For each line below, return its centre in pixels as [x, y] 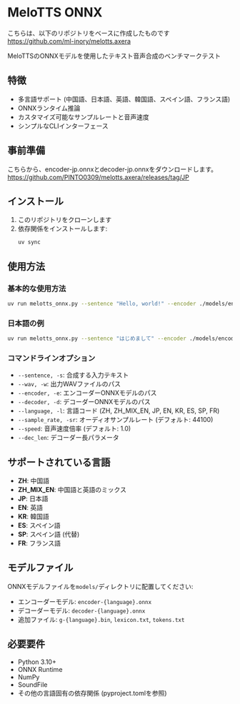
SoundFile [32, 684]
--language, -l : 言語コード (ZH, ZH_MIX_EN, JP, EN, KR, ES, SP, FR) [119, 411]
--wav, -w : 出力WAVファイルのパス [69, 384]
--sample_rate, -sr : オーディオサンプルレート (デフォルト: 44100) [115, 420]
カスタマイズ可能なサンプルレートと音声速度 [83, 117]
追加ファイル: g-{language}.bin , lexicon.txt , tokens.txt [101, 619]
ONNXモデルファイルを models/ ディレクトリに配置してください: [100, 586]
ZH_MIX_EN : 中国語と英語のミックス [72, 490]
